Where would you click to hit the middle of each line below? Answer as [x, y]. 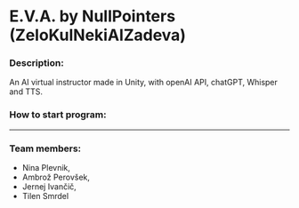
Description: [36, 63]
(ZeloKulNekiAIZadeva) [98, 35]
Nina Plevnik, [46, 168]
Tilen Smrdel [45, 196]
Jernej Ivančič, [49, 187]
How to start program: [58, 115]
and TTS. [26, 92]
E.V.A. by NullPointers [93, 16]
